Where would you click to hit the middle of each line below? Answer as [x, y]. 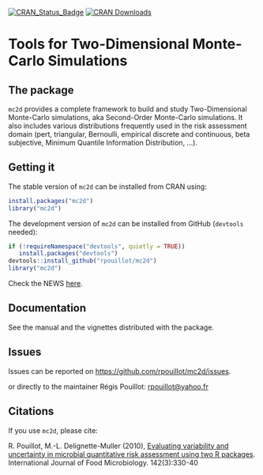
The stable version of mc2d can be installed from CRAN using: [107, 187]
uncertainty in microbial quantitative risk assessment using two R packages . [132, 454]
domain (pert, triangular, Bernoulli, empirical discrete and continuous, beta [129, 134]
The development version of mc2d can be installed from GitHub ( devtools [126, 223]
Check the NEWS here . [45, 284]
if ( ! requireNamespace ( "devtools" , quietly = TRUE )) [97, 246]
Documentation [47, 308]
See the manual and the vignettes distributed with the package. [111, 327]
